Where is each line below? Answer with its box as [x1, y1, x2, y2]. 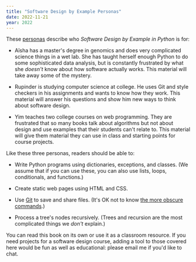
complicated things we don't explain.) [14, 220, 105, 227]
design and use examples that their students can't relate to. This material [14, 126, 191, 133]
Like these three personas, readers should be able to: [6, 150, 135, 157]
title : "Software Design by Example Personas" [6, 8, 122, 15]
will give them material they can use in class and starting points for [14, 132, 176, 139]
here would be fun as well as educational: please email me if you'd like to [6, 244, 183, 251]
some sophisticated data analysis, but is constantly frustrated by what [14, 59, 184, 66]
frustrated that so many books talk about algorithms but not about [14, 120, 174, 127]
